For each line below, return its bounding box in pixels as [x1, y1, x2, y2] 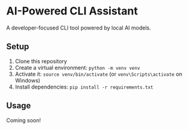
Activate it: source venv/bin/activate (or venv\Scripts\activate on [14, 70, 183, 78]
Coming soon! [6, 116, 41, 124]
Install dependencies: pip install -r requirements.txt [14, 83, 154, 90]
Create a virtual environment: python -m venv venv [14, 64, 140, 71]
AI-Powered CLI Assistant [6, 4, 138, 18]
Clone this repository [14, 57, 67, 64]
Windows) [14, 76, 40, 84]
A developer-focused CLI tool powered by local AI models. [6, 24, 151, 31]
